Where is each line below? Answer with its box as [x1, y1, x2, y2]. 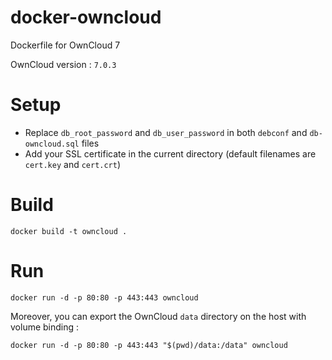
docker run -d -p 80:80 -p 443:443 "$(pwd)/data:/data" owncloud [10, 340, 288, 350]
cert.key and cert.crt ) [24, 158, 122, 170]
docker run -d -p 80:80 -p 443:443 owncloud [10, 292, 199, 303]
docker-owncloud [10, 6, 162, 29]
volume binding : [10, 321, 80, 333]
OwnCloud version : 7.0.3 [10, 58, 117, 70]
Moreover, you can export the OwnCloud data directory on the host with [10, 310, 307, 322]
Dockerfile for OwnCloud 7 [10, 39, 121, 51]
